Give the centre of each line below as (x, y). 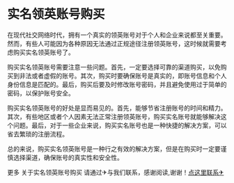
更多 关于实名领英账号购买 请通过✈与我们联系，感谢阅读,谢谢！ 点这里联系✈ (116, 172)
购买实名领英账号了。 (44, 52)
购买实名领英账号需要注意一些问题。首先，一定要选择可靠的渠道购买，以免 (114, 67)
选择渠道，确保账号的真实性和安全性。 (68, 157)
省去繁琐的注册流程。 (38, 134)
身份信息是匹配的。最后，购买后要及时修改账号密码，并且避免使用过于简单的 (117, 84)
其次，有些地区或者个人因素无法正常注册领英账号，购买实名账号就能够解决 (114, 116)
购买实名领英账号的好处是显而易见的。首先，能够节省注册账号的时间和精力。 (117, 108)
